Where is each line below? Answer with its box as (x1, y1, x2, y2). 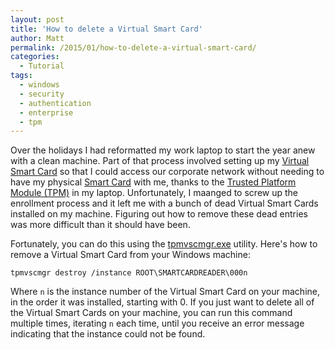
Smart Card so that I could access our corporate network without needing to (10, 166, 325, 178)
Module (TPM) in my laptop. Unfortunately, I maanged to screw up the (10, 187, 298, 199)
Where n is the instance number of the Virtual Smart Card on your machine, (10, 286, 320, 298)
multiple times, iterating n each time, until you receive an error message (10, 317, 305, 330)
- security (19, 89, 65, 99)
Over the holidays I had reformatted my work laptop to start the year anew (10, 144, 316, 156)
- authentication (19, 98, 92, 108)
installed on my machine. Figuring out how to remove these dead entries (10, 208, 308, 220)
